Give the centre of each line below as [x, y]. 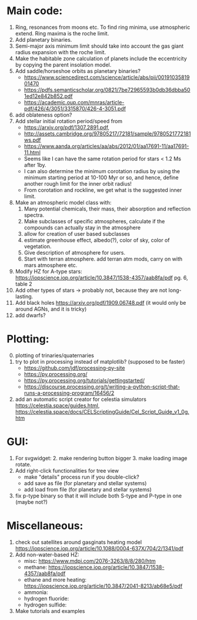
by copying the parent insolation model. [63, 65]
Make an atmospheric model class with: [63, 202]
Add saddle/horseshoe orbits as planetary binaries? [78, 71]
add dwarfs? [30, 315]
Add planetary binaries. [44, 39]
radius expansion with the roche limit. [61, 52]
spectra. [34, 215]
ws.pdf [32, 140]
